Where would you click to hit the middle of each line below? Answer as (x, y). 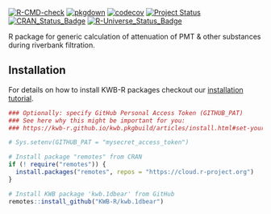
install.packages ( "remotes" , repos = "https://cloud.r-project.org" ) (135, 172)
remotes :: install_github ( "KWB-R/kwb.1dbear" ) (86, 201)
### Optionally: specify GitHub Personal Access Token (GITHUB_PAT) (126, 113)
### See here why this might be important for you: (97, 121)
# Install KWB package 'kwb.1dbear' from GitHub (92, 194)
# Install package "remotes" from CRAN (75, 157)
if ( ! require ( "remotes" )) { (57, 165)
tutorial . (21, 98)
